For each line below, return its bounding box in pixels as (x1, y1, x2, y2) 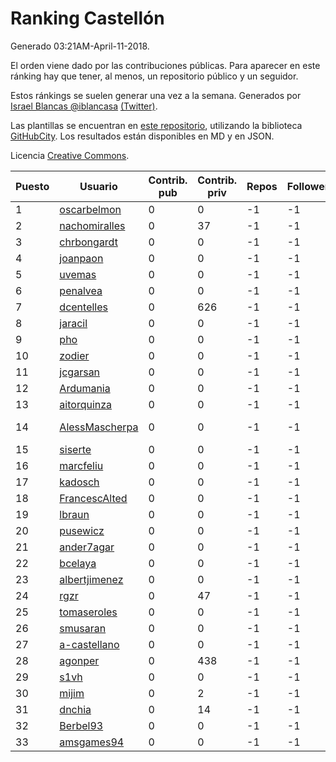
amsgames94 (59, 735, 125, 749)
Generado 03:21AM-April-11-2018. (10, 40, 150, 52)
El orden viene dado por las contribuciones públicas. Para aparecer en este (10, 59, 321, 71)
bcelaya (59, 556, 97, 570)
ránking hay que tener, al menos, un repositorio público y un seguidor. (10, 70, 299, 82)
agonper (59, 653, 100, 667)
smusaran (59, 621, 107, 635)
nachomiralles (59, 218, 126, 232)
